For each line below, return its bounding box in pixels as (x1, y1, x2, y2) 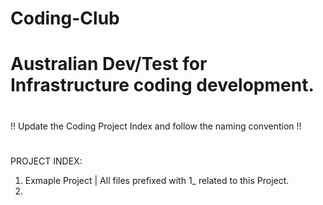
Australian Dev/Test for (10, 53, 208, 76)
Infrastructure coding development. (10, 74, 315, 97)
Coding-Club (10, 7, 120, 30)
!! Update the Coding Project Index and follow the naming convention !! (10, 120, 302, 132)
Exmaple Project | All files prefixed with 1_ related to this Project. (24, 174, 290, 186)
